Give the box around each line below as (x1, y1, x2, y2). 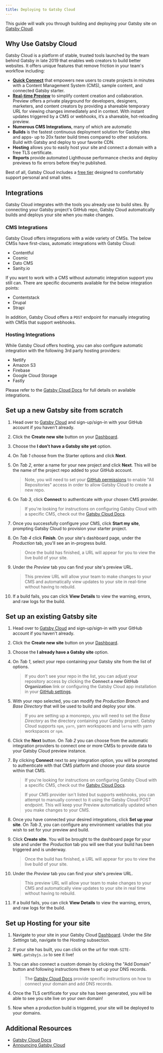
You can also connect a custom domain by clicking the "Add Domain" (12, 961, 151, 967)
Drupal (12, 299, 26, 305)
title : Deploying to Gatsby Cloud (5, 7, 76, 12)
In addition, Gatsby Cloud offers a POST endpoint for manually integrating (5, 314, 150, 320)
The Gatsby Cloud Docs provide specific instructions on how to (24, 976, 151, 982)
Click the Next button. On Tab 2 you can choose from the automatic (12, 738, 148, 743)
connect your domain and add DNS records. (24, 981, 113, 987)
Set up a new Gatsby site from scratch (5, 406, 123, 414)
